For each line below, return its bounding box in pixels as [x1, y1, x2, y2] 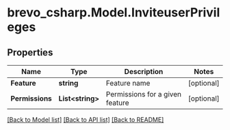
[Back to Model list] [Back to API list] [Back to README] [7, 116, 164, 124]
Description [124, 67, 164, 76]
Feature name [105, 79, 151, 88]
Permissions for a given [105, 90, 182, 99]
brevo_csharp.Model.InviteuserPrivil [7, 5, 220, 21]
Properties [7, 47, 53, 58]
